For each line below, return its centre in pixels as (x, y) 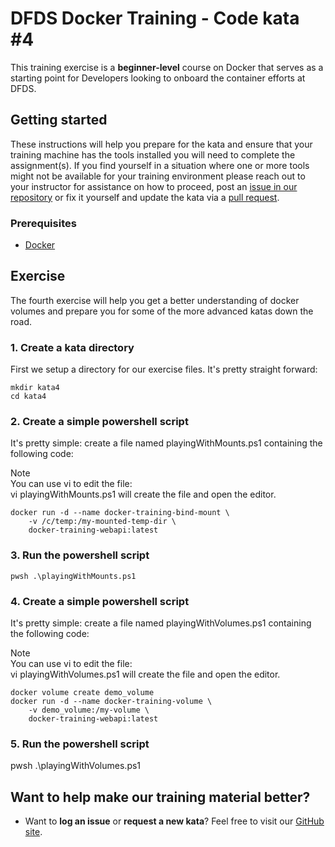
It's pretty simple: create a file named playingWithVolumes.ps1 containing (161, 623)
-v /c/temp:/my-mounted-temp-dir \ (102, 522)
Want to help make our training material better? (160, 797)
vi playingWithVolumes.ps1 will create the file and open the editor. (145, 674)
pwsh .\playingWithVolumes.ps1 (76, 766)
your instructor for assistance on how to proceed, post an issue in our (154, 186)
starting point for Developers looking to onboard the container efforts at (158, 78)
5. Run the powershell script (80, 744)
